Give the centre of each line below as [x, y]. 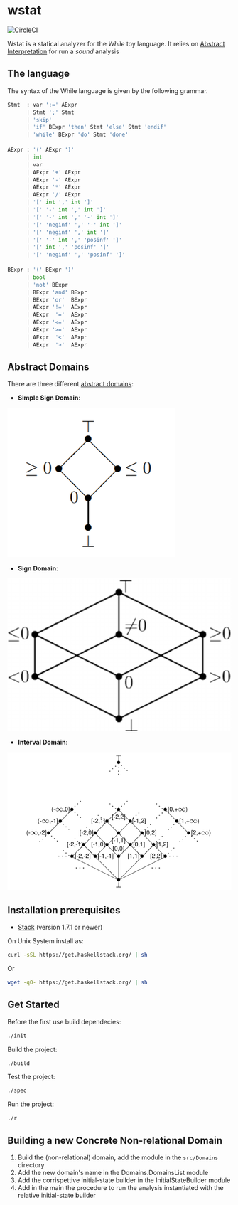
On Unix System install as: [45, 941]
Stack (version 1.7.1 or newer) [60, 928]
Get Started [33, 1005]
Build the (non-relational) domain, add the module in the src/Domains [118, 1157]
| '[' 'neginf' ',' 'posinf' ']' [76, 255]
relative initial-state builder [56, 1195]
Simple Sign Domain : [49, 398]
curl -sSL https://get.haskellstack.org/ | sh [77, 955]
